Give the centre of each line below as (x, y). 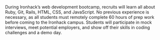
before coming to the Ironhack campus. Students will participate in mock (79, 22)
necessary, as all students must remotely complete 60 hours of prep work (80, 17)
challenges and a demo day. (34, 33)
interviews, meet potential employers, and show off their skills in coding (78, 27)
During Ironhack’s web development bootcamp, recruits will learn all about (80, 7)
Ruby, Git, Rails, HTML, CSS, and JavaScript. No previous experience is (77, 12)
